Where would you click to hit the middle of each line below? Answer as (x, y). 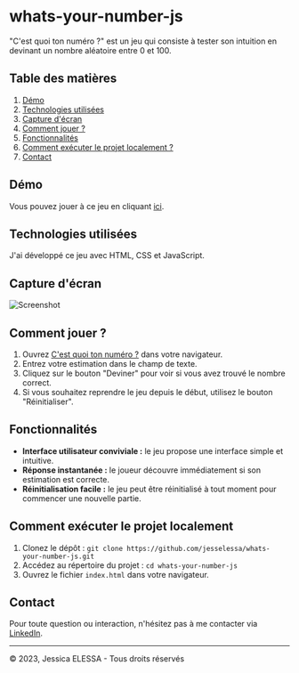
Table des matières (63, 79)
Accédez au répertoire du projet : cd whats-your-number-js (130, 565)
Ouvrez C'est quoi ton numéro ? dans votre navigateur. (122, 354)
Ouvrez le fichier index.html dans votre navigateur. (115, 574)
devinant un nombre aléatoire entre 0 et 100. (90, 50)
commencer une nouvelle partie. (81, 498)
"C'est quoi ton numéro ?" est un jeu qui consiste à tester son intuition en (143, 41)
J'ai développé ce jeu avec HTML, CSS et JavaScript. (107, 255)
